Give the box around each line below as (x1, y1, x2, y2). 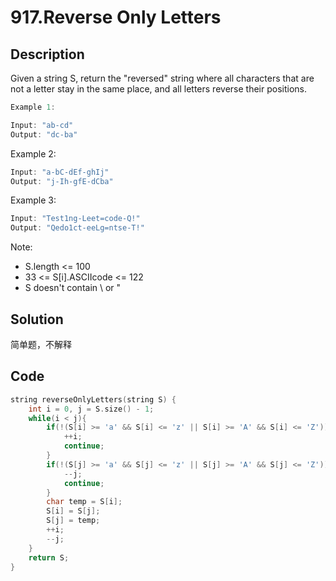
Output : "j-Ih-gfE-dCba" (10, 176, 114, 186)
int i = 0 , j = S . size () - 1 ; (28, 404, 155, 414)
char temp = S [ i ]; (46, 497, 123, 507)
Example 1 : (10, 102, 56, 112)
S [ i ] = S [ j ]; (46, 506, 101, 516)
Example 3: (10, 194, 57, 206)
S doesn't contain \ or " (24, 282, 122, 294)
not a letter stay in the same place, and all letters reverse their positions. (10, 83, 307, 95)
